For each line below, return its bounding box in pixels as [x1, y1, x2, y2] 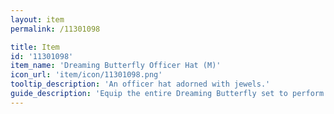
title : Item [10, 42, 60, 52]
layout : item [10, 14, 65, 25]
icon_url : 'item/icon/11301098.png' [10, 70, 163, 80]
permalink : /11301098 [10, 24, 101, 34]
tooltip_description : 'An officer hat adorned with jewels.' [10, 79, 271, 90]
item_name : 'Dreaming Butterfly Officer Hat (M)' [10, 61, 222, 71]
